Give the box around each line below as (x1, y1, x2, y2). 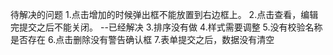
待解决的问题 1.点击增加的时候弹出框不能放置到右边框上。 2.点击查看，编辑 (10, 9, 319, 20)
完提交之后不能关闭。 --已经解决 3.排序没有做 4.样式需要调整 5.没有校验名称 (10, 21, 323, 33)
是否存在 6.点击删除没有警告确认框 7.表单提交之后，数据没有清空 (10, 34, 275, 45)
